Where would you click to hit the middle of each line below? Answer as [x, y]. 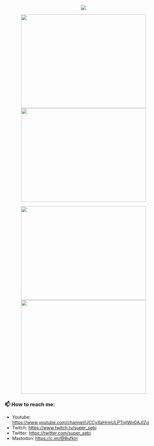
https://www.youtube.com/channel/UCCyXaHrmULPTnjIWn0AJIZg [80, 422]
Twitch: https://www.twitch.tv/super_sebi [54, 428]
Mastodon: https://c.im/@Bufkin [45, 438]
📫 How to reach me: [30, 404]
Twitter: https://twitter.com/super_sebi [51, 433]
